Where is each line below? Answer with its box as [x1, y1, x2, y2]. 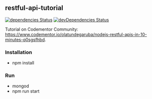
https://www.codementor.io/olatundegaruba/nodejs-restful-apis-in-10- [5, 31, 147, 37]
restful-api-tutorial [5, 4, 63, 12]
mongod [12, 83, 29, 89]
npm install [12, 60, 35, 66]
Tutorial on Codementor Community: [5, 26, 78, 32]
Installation [5, 49, 33, 56]
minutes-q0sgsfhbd [5, 37, 45, 42]
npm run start [12, 88, 40, 94]
